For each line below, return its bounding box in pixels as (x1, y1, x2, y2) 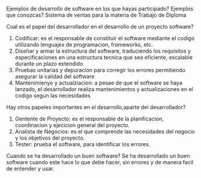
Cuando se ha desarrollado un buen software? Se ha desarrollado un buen (6, 152, 190, 159)
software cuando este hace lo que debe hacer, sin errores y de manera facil (6, 159, 194, 165)
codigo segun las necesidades (14, 92, 91, 99)
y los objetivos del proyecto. (14, 134, 85, 141)
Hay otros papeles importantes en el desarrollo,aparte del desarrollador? (6, 104, 186, 110)
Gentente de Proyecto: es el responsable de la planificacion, (14, 115, 164, 122)
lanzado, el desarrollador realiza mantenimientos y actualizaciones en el (14, 86, 193, 92)
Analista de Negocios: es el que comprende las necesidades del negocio (14, 128, 195, 135)
